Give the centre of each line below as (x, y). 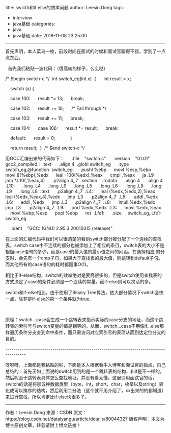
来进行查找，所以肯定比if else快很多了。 (47, 397)
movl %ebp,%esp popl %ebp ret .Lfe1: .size (66, 213)
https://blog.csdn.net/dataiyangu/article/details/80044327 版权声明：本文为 (85, 419)
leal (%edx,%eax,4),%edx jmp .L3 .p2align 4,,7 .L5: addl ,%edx (82, 197)
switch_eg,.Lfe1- (145, 213)
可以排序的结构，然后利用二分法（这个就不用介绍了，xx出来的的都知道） (89, 390)
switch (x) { (22, 89)
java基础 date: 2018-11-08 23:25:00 (50, 35)
